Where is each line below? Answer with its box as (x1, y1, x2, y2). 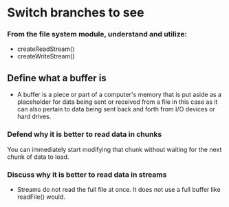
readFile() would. (17, 193, 65, 201)
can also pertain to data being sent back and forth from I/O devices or (17, 105, 215, 113)
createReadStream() (17, 45, 75, 53)
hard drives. (17, 112, 52, 121)
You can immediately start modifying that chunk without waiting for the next (7, 145, 222, 153)
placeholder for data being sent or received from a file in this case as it (17, 98, 218, 106)
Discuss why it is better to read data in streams (7, 170, 167, 179)
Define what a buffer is (7, 72, 107, 84)
